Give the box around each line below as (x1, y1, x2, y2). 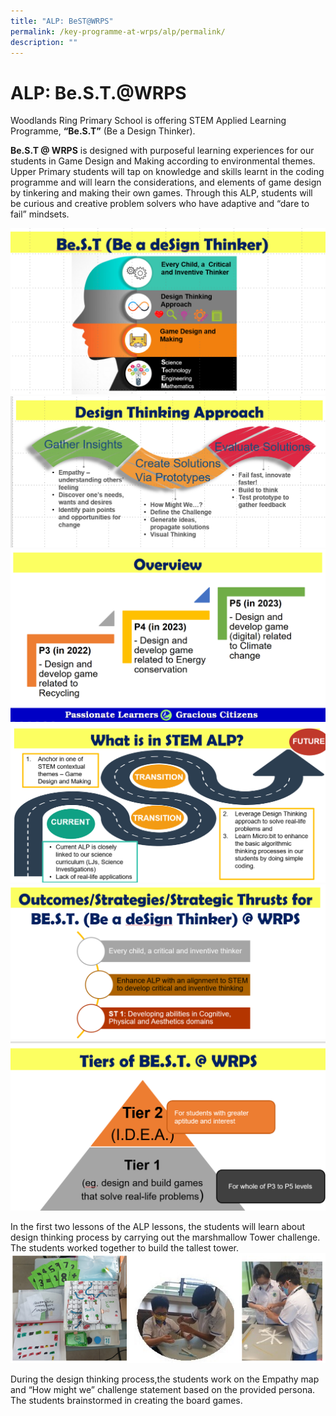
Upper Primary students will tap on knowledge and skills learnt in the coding (10, 166, 325, 178)
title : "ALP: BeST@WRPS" (10, 16, 114, 26)
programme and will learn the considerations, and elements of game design (10, 176, 322, 189)
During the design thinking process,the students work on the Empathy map (10, 1373, 320, 1385)
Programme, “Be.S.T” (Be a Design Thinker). (10, 125, 196, 137)
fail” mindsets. (10, 208, 70, 220)
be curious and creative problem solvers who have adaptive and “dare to (10, 198, 310, 210)
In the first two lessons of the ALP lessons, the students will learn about (10, 1221, 306, 1233)
